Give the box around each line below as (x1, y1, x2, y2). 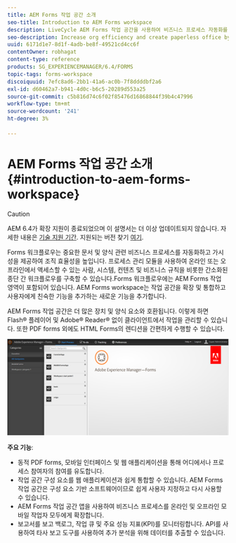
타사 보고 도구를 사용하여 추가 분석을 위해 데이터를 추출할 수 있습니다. (36, 528, 226, 537)
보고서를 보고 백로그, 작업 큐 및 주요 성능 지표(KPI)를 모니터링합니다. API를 (17, 520, 221, 528)
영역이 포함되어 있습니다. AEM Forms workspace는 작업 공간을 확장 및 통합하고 (7, 283, 226, 291)
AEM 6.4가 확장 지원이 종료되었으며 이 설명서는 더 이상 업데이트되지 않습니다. (7, 224, 219, 232)
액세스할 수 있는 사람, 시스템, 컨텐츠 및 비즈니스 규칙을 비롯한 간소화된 (37, 265, 228, 274)
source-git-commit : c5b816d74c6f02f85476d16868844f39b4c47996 (7, 93, 193, 100)
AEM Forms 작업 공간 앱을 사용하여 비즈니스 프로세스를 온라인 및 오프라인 (17, 502, 220, 511)
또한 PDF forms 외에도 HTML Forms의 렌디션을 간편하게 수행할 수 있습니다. (16, 324, 225, 333)
